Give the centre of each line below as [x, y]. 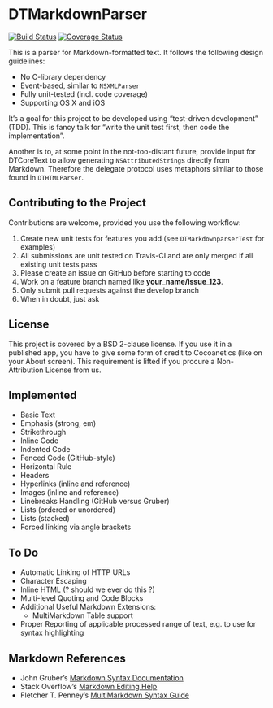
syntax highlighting [52, 633]
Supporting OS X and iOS [63, 102]
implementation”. [37, 136]
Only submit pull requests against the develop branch [109, 290]
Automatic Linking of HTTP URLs [75, 572]
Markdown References [67, 658]
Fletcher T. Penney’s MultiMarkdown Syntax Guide [104, 695]
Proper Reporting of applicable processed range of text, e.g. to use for [138, 624]
